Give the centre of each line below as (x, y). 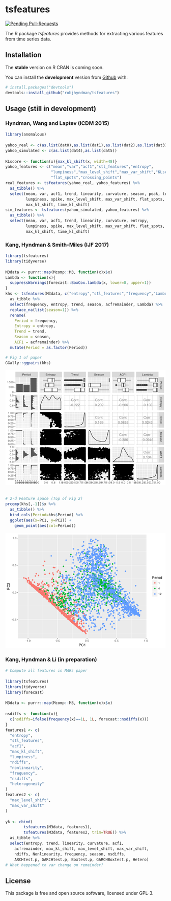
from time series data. (28, 39)
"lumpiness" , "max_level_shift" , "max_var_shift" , (103, 172)
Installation (23, 55)
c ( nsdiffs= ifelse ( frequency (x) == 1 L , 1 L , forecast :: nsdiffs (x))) (79, 719)
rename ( (18, 315)
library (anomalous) (26, 135)
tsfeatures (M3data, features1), (58, 827)
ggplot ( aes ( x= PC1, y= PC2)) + (41, 520)
